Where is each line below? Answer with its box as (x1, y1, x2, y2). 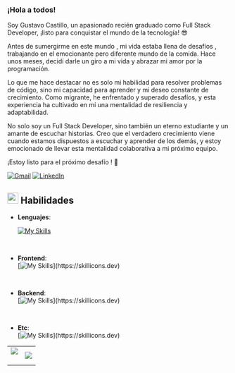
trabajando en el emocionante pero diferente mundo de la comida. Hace (7, 49, 216, 58)
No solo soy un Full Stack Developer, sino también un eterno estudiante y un (7, 122, 229, 130)
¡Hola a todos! (7, 5, 56, 15)
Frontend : (17, 254, 47, 262)
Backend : (17, 289, 46, 298)
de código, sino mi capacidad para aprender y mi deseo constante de (7, 86, 209, 94)
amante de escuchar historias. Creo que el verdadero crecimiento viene (7, 129, 215, 138)
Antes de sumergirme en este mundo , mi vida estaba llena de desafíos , (7, 42, 217, 51)
